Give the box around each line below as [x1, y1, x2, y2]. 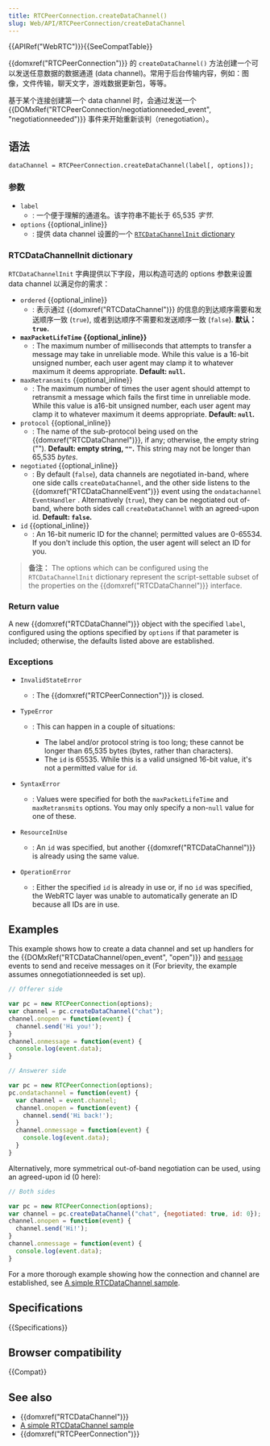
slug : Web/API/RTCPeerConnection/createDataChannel [8, 19, 185, 27]
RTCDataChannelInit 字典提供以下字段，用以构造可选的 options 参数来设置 [8, 268, 252, 278]
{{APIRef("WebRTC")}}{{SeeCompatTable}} [8, 41, 153, 51]
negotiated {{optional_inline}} [19, 460, 118, 470]
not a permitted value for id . [44, 762, 139, 772]
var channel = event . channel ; [15, 1096, 117, 1104]
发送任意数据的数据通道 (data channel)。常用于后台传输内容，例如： [15, 68, 243, 77]
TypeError [19, 707, 54, 716]
